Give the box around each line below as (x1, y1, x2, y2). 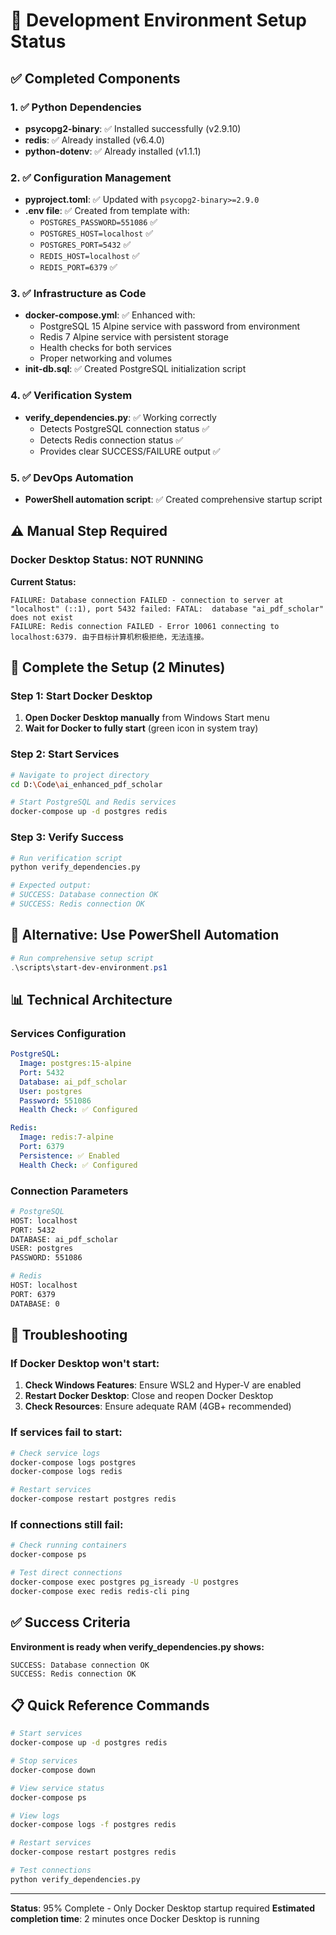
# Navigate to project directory (10, 770, 150, 780)
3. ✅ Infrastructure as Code (10, 287, 147, 301)
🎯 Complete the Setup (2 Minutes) (10, 659, 226, 676)
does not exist (10, 612, 74, 623)
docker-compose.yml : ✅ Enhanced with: (24, 309, 196, 321)
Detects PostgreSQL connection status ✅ (39, 422, 210, 434)
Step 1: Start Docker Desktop (10, 689, 153, 703)
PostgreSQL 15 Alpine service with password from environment (39, 320, 301, 333)
